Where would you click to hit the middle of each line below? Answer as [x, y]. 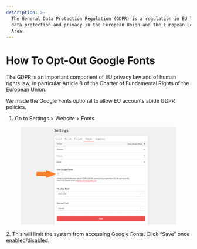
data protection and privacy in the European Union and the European [98, 25]
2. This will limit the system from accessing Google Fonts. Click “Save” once [98, 234]
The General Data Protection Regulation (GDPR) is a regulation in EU [99, 18]
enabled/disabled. [28, 240]
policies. [16, 107]
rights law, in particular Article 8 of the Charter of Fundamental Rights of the [98, 83]
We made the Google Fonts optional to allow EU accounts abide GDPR [91, 101]
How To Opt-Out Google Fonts [81, 61]
